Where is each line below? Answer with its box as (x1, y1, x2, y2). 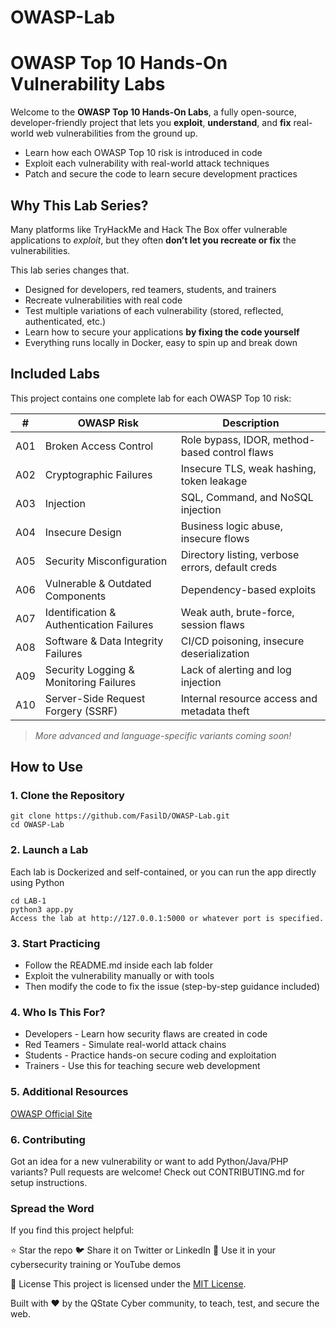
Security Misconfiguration (44, 554, 168, 568)
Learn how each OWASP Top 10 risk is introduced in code (24, 147, 263, 159)
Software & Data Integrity (44, 634, 164, 648)
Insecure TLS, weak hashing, (180, 461, 317, 475)
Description (222, 416, 280, 430)
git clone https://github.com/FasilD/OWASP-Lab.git (10, 811, 230, 821)
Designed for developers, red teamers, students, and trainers (24, 283, 277, 295)
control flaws (212, 445, 274, 459)
